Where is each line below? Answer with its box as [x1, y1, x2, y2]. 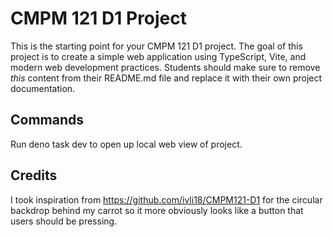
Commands [10, 112, 85, 129]
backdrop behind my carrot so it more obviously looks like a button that [10, 204, 304, 216]
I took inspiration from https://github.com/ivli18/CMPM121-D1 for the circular [10, 193, 323, 206]
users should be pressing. [10, 215, 118, 227]
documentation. [10, 82, 76, 94]
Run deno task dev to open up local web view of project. [10, 138, 243, 150]
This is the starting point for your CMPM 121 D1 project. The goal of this [10, 40, 303, 52]
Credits [10, 167, 58, 184]
